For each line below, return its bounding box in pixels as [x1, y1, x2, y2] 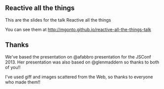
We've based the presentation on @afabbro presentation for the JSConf [5, 54, 151, 59]
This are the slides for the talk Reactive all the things [5, 17, 111, 23]
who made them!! [5, 79, 41, 85]
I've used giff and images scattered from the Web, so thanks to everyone [5, 74, 153, 80]
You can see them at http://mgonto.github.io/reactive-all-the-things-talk [5, 27, 151, 32]
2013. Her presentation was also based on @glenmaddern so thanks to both [5, 59, 160, 65]
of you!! [5, 64, 21, 70]
